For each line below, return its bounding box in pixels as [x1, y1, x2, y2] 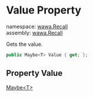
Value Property [6, 4, 81, 17]
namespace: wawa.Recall [6, 23, 68, 30]
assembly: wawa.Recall [6, 29, 63, 36]
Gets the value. [6, 41, 43, 48]
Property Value [6, 68, 63, 78]
